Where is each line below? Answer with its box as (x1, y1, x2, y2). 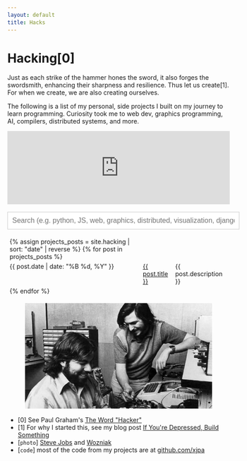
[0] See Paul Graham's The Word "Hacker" (17, 415, 143, 424)
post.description (175, 270, 223, 278)
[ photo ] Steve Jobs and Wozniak (17, 438, 112, 446)
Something (17, 431, 49, 439)
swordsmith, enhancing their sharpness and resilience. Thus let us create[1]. (7, 81, 229, 90)
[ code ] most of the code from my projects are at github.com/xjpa (17, 445, 205, 454)
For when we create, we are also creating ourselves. (7, 88, 159, 97)
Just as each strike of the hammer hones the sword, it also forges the (7, 73, 210, 82)
